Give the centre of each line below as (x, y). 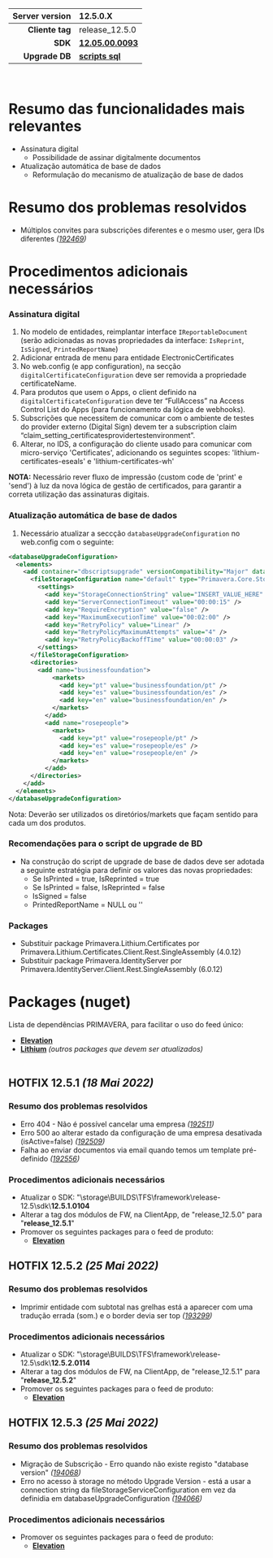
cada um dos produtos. (48, 822)
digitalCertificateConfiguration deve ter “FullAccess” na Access (132, 401)
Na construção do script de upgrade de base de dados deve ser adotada (142, 861)
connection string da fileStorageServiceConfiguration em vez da (128, 1490)
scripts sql (100, 56)
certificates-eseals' (53, 462)
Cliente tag (49, 30)
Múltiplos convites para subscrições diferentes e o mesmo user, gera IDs (142, 230)
